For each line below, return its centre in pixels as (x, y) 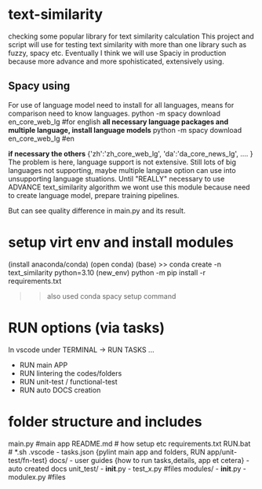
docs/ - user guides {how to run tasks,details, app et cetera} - (149, 460)
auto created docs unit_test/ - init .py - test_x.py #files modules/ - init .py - (127, 469)
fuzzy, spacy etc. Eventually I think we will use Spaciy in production (117, 53)
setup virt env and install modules (121, 242)
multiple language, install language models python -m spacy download (125, 130)
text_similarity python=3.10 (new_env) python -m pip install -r (107, 272)
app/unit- (222, 452)
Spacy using (39, 86)
